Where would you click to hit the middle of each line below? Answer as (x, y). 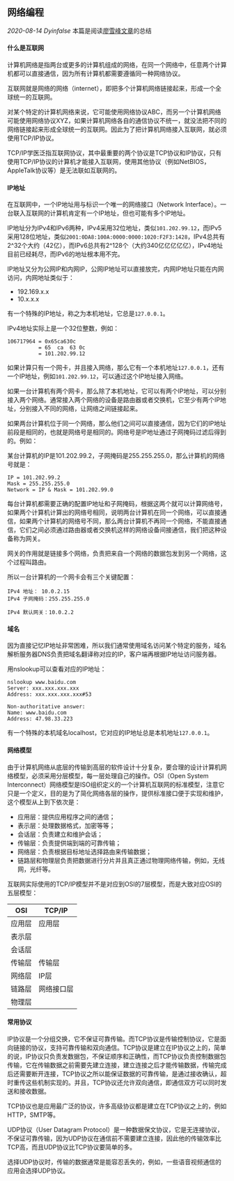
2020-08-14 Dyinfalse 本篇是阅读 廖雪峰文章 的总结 (79, 31)
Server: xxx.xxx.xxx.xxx (43, 689)
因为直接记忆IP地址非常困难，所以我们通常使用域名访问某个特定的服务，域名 (117, 646)
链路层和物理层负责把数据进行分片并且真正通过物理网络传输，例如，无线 (121, 860)
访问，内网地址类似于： (41, 278)
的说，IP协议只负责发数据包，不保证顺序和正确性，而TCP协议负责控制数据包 (117, 1056)
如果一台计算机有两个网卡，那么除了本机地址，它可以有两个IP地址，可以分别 (117, 391)
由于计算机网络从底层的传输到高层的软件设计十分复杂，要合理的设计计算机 (114, 767)
